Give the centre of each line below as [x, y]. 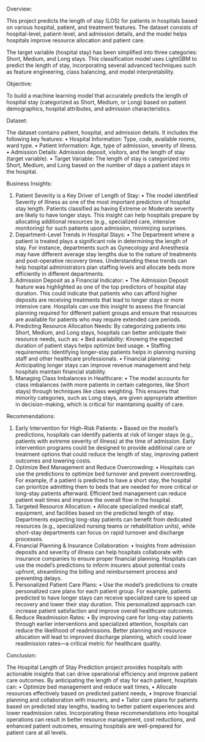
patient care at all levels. [37, 732]
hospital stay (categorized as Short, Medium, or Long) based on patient [96, 102]
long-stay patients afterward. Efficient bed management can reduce [101, 493]
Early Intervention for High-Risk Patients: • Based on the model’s [97, 428]
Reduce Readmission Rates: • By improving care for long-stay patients [104, 617]
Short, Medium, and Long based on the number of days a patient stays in [99, 165]
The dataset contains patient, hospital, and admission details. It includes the [102, 132]
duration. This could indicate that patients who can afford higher [96, 293]
